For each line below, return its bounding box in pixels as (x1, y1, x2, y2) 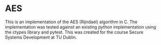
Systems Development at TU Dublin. (5, 34, 77, 40)
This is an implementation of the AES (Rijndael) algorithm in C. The (5, 19, 138, 25)
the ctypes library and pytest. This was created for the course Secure (5, 29, 144, 35)
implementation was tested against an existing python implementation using (5, 24, 156, 30)
